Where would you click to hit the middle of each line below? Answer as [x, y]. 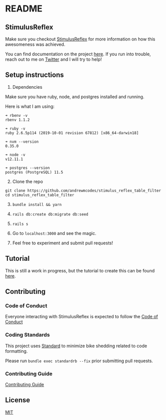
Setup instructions [35, 75]
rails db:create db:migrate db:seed [50, 214]
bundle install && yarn [37, 205]
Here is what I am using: [30, 106]
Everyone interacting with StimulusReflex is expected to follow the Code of [82, 317]
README [24, 9]
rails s [20, 224]
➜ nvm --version [22, 142]
